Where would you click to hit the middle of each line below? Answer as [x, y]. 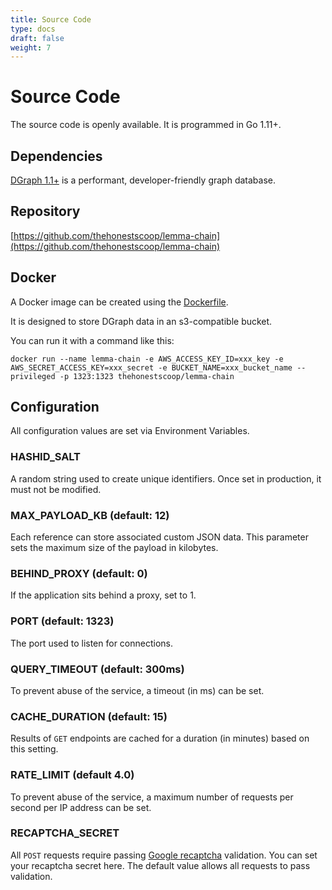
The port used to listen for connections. [92, 643]
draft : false [37, 38]
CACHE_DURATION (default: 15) [89, 716]
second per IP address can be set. [81, 807]
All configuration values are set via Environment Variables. [130, 431]
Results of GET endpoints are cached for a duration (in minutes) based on [160, 738]
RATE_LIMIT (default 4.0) [72, 775]
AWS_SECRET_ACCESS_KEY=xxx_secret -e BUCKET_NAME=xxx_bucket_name [151, 367]
